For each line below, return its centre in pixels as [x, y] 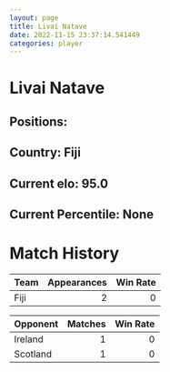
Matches [86, 324]
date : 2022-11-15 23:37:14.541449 [75, 35]
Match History [65, 253]
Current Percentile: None [82, 214]
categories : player [46, 43]
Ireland [29, 339]
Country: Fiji [45, 152]
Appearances [77, 282]
